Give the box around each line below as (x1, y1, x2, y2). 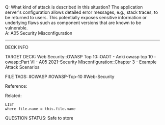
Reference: (5, 83, 27, 89)
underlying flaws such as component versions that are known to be (5, 20, 141, 25)
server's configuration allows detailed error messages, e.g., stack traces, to (5, 9, 158, 15)
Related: (5, 93, 22, 99)
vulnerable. (5, 25, 28, 31)
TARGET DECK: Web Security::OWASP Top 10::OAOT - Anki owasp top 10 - (5, 54, 156, 59)
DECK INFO (5, 44, 28, 50)
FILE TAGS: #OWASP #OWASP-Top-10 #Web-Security (5, 74, 114, 79)
